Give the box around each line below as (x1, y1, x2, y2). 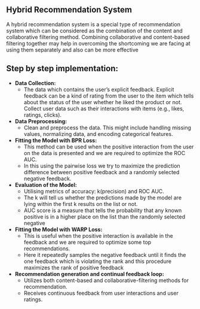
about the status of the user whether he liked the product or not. (23, 98, 182, 105)
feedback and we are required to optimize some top (23, 238, 152, 246)
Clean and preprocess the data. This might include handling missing (23, 124, 192, 131)
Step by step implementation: (6, 63, 118, 74)
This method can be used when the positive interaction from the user (23, 143, 194, 150)
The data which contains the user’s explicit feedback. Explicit (23, 86, 174, 93)
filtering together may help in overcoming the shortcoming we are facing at (6, 40, 191, 47)
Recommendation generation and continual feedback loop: (14, 270, 164, 277)
